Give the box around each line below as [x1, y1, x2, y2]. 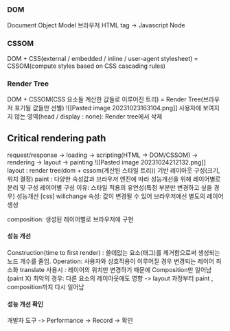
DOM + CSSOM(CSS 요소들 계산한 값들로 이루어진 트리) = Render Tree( [7, 95, 204, 103]
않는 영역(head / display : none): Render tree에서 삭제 [14, 112, 163, 121]
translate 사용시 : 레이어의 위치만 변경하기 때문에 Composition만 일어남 [19, 265, 212, 273]
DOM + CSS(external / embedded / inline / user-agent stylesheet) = [7, 54, 198, 62]
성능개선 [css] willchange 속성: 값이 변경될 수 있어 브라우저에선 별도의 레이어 [16, 192, 224, 200]
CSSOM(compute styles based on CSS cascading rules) [7, 62, 166, 70]
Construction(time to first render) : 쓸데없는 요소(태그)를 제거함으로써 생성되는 [7, 248, 221, 256]
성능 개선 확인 [7, 299, 43, 308]
